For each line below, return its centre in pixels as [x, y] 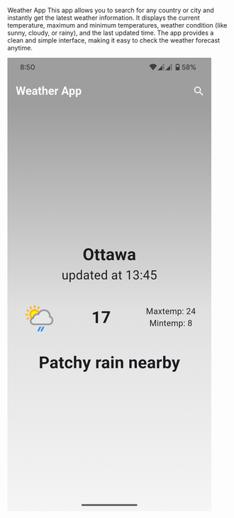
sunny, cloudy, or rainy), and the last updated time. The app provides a [111, 33]
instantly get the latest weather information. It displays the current [104, 18]
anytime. [20, 48]
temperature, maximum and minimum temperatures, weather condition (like [117, 25]
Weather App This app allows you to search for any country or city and [111, 10]
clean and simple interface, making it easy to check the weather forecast [114, 40]
